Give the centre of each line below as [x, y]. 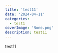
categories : [17, 19]
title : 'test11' [22, 10]
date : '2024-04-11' [25, 14]
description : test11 [26, 32]
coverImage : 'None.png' [29, 28]
